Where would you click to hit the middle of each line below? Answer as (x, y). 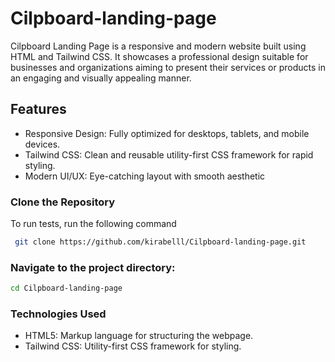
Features (38, 109)
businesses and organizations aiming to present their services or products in (168, 67)
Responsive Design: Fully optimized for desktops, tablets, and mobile (167, 133)
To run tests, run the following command (93, 224)
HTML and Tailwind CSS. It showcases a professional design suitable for (159, 56)
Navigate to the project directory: (93, 267)
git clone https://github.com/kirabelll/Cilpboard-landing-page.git (160, 242)
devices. (42, 144)
